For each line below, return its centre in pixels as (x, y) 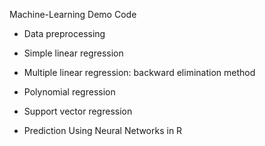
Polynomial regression (69, 92)
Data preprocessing (64, 33)
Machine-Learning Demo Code (73, 14)
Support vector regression (78, 111)
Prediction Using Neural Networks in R (103, 130)
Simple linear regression (73, 53)
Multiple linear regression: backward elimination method (139, 72)
